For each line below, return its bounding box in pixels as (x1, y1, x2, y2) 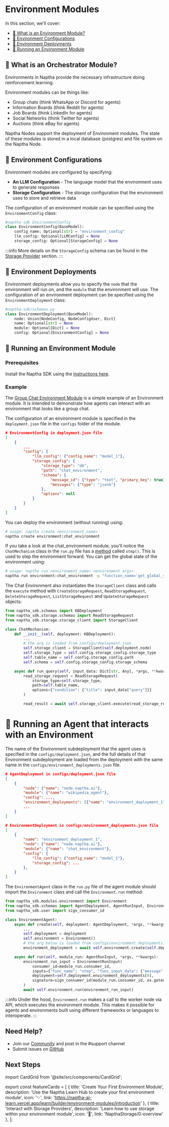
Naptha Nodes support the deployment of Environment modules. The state (5, 130, 160, 136)
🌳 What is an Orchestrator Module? (5, 61, 117, 69)
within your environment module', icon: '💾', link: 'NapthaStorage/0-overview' (5, 1111, 163, 1117)
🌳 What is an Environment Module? (12, 30, 86, 36)
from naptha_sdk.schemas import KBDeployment (5, 608, 102, 613)
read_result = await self (23, 701, 78, 707)
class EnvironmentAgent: (5, 917, 57, 922)
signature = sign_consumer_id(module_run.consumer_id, (32, 978, 145, 983)
